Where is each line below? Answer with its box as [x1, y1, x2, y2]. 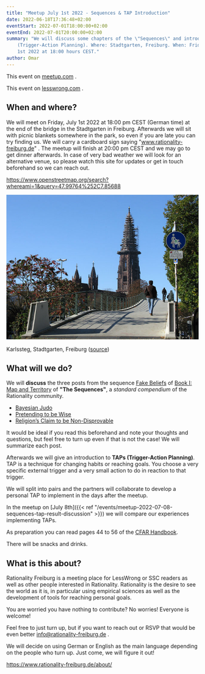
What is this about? [6, 558, 82, 569]
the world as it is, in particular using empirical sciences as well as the [6, 588, 180, 595]
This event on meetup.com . [6, 72, 77, 80]
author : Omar [6, 55, 40, 61]
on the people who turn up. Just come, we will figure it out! [6, 649, 154, 656]
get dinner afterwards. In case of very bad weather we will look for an [6, 151, 181, 159]
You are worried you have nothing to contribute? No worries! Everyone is [6, 606, 189, 613]
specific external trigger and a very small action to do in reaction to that [6, 467, 186, 474]
